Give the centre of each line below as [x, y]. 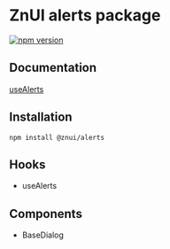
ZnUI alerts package [85, 16]
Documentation [53, 68]
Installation [41, 117]
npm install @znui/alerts [57, 137]
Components [46, 214]
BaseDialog [43, 235]
